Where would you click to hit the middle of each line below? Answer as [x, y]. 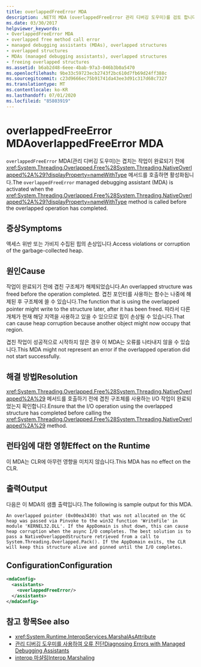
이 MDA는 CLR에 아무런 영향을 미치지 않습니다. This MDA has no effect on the [98, 461]
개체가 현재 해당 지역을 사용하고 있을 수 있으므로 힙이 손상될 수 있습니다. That [95, 317]
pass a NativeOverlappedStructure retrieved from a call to [83, 537]
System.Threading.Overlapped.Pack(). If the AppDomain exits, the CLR [96, 542]
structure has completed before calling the [59, 413]
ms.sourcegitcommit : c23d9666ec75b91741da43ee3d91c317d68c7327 [87, 79]
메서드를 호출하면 [148, 175]
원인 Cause [26, 271]
